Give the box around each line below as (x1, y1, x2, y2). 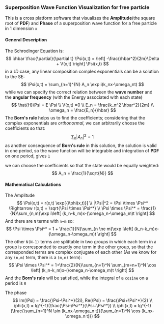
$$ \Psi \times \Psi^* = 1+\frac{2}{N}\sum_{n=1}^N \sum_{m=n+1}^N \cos (8, 262, 157, 268)
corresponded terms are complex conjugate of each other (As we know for (5, 249, 157, 255)
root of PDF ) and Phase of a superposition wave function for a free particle (5, 20, 157, 26)
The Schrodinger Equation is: (5, 48, 64, 54)
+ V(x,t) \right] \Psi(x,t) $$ (56, 60, 109, 66)
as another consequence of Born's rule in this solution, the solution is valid (5, 142, 157, 148)
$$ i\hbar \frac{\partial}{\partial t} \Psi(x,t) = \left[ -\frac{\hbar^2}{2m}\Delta (5, 56, 160, 61)
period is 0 (5, 280, 27, 286)
